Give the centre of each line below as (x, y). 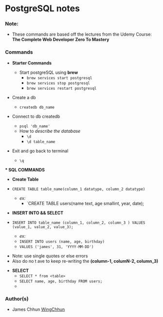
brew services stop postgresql (58, 83)
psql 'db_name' (35, 126)
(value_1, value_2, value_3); (43, 227)
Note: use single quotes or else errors (50, 256)
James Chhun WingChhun (38, 309)
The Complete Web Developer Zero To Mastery (61, 40)
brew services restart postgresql (62, 88)
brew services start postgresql (59, 78)
